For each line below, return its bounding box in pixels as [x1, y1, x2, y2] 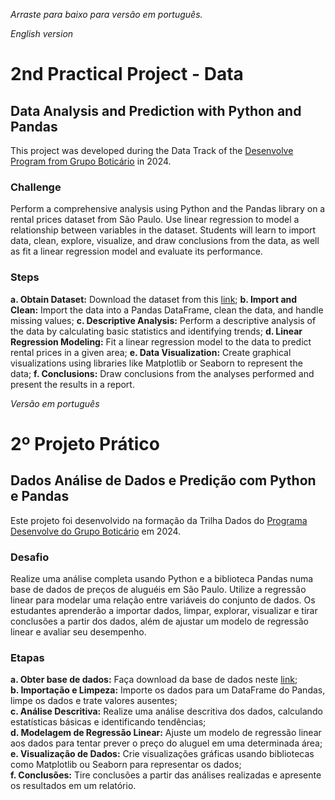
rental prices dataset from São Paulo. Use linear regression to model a [10, 214, 300, 226]
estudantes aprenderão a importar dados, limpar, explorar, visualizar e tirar [10, 604, 318, 616]
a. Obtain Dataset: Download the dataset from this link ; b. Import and [10, 293, 298, 305]
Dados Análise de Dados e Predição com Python [10, 472, 317, 489]
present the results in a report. [10, 378, 135, 390]
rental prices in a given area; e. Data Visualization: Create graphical [10, 346, 292, 358]
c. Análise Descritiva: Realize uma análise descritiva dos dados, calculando [10, 705, 323, 718]
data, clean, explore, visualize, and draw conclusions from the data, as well [10, 235, 320, 247]
